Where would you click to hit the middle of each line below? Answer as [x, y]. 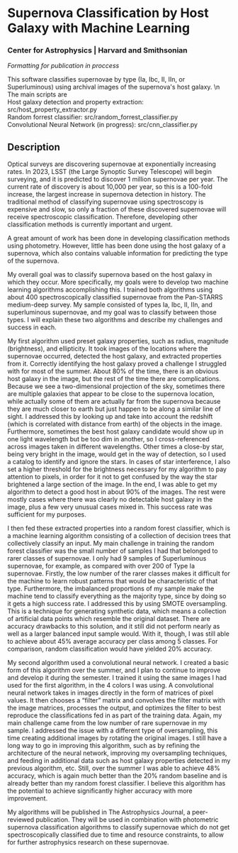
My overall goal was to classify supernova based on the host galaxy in [110, 275]
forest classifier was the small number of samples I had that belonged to [113, 551]
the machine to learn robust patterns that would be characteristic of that [113, 581]
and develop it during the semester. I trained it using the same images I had [117, 678]
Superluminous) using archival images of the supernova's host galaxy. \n [114, 87]
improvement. [28, 798]
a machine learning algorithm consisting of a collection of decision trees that [119, 536]
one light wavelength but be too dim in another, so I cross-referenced [109, 439]
